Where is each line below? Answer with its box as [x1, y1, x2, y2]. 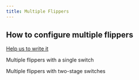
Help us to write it [6, 45, 48, 52]
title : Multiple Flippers [6, 8, 69, 14]
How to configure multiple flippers [6, 30, 133, 40]
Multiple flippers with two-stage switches [6, 68, 106, 75]
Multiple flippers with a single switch [6, 56, 94, 64]
